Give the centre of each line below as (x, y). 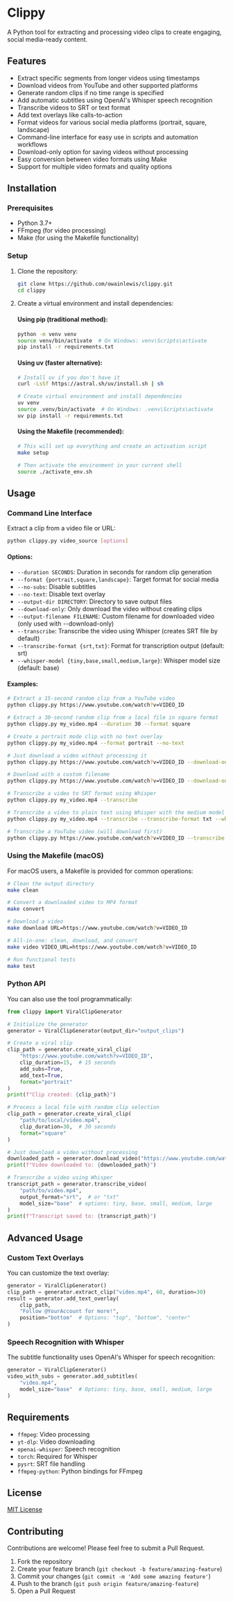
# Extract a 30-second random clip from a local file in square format (113, 718)
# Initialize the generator (48, 1024)
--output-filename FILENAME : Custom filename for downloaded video (116, 617)
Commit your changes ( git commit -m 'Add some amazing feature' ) (114, 1576)
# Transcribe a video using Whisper (60, 1178)
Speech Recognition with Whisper (66, 1342)
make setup (33, 453)
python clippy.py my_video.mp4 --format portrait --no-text (96, 743)
